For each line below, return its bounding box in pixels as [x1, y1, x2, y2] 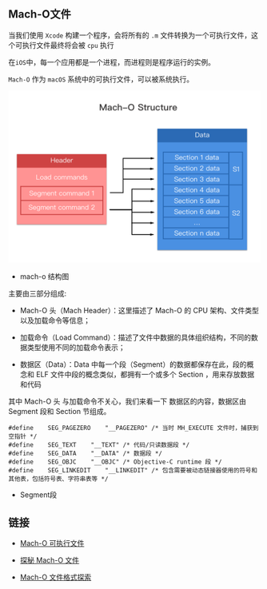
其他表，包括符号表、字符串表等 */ [8, 475, 109, 484]
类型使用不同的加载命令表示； [26, 343, 126, 352]
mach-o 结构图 [19, 272, 70, 281]
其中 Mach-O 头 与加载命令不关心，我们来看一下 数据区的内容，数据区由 [8, 396, 246, 406]
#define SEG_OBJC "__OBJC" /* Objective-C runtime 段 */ [8, 458, 222, 466]
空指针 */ [8, 432, 38, 441]
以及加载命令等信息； [19, 316, 90, 325]
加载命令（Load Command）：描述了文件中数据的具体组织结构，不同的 [19, 332, 252, 342]
